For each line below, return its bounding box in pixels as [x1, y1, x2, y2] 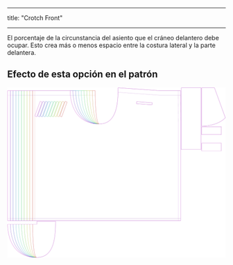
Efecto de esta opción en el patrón [7, 69, 158, 80]
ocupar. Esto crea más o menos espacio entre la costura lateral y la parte [7, 41, 216, 49]
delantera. [7, 49, 37, 56]
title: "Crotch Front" [7, 14, 63, 22]
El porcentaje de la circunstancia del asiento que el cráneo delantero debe [7, 34, 220, 42]
